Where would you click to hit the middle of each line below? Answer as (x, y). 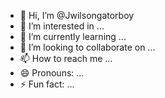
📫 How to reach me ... (66, 58)
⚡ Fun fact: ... (47, 84)
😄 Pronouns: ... (52, 73)
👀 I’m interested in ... (62, 26)
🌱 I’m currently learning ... (73, 36)
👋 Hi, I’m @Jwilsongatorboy (77, 15)
